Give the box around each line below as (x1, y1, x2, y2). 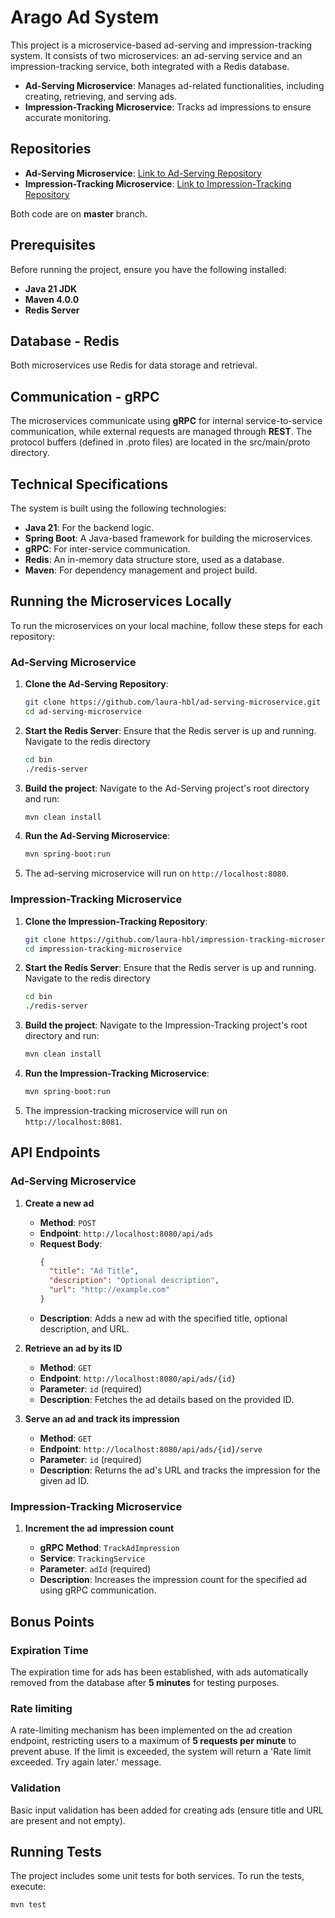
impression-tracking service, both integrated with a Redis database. (10, 60, 290, 72)
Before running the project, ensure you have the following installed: (10, 263, 287, 275)
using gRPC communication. (39, 1584, 157, 1596)
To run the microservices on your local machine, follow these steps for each (10, 619, 323, 631)
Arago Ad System (10, 6, 160, 29)
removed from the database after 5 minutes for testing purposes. (10, 1676, 280, 1688)
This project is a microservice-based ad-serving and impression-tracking (10, 39, 313, 51)
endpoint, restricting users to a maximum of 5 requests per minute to (10, 1735, 297, 1747)
